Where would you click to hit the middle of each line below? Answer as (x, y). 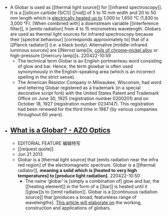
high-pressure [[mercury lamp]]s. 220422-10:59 (60, 56)
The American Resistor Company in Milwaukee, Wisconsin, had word (90, 82)
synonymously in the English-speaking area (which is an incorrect (86, 72)
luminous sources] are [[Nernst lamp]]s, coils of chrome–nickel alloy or (84, 50)
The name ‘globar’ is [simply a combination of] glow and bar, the (92, 181)
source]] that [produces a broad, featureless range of (81, 197)
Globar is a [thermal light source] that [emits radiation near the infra (88, 159)
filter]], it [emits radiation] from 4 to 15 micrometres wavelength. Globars (85, 29)
